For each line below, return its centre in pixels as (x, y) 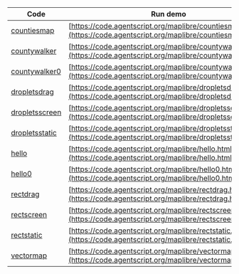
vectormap (29, 255)
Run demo (168, 14)
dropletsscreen (36, 112)
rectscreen (29, 215)
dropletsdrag (33, 92)
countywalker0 (36, 72)
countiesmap (33, 30)
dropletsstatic (34, 133)
